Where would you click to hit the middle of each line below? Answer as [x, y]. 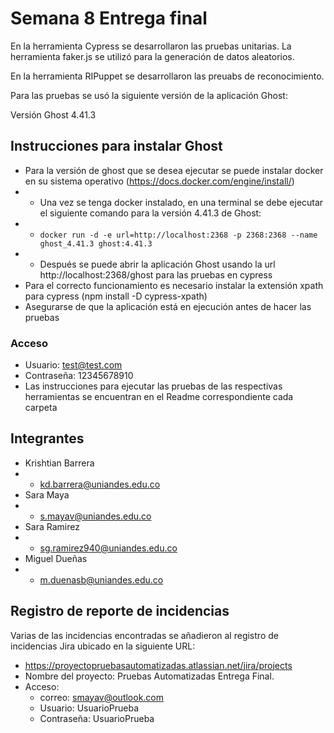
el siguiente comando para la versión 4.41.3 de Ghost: [150, 213]
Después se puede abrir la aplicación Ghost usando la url [157, 264]
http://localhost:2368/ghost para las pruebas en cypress [156, 274]
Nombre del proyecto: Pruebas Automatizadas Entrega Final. [149, 676]
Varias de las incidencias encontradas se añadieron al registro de [144, 635]
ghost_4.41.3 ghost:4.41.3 [96, 243]
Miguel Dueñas [56, 558]
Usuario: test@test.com [73, 365]
